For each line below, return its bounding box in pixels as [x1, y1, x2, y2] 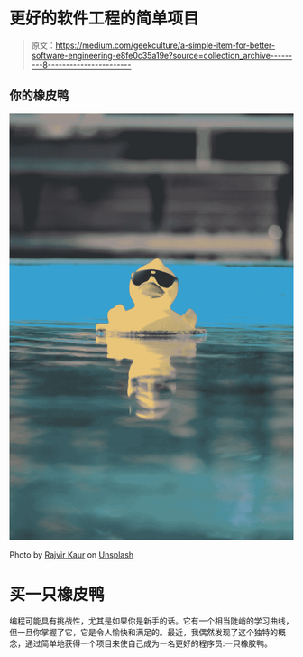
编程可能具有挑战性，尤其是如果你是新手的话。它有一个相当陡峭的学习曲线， [9, 615, 294, 626]
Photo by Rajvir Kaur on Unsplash [9, 549, 134, 560]
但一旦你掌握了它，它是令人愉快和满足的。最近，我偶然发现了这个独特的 [9, 627, 278, 638]
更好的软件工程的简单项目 [9, 8, 200, 29]
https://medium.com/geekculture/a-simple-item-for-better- [55, 40, 276, 51]
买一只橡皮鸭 [9, 584, 106, 605]
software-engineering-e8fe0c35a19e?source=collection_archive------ [31, 50, 293, 61]
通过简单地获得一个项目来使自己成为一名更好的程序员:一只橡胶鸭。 [24, 638, 273, 649]
